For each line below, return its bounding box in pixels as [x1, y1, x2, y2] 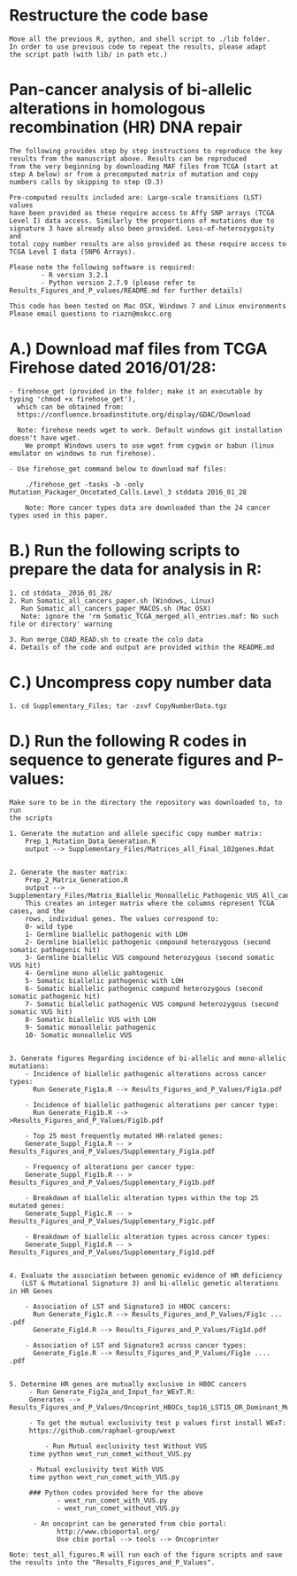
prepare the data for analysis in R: [9, 559, 263, 579]
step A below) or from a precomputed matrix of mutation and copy [9, 169, 259, 178]
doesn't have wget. [9, 433, 81, 442]
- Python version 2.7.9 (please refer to [41, 278, 196, 287]
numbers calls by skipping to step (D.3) [9, 177, 164, 186]
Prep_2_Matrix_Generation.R [25, 875, 128, 885]
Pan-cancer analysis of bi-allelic [9, 80, 253, 100]
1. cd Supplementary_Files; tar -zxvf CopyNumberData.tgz [9, 701, 227, 710]
